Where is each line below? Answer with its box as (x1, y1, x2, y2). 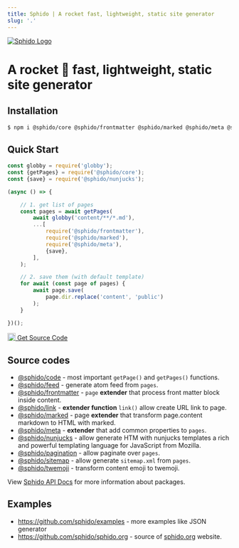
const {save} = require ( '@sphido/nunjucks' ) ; (7, 175, 144, 182)
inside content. (17, 396, 62, 404)
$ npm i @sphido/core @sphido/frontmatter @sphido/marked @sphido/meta (7, 124, 224, 131)
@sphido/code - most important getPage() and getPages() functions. (17, 373, 220, 381)
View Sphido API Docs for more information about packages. (7, 478, 186, 486)
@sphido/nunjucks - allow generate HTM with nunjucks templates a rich (17, 433, 230, 442)
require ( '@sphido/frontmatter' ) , (45, 228, 144, 235)
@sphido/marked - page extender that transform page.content (17, 411, 203, 419)
